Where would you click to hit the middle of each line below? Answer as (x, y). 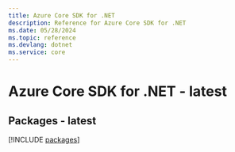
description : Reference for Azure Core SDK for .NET (97, 23)
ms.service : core (37, 52)
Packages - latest (52, 121)
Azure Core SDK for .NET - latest (118, 91)
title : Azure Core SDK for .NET (62, 15)
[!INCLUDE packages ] (44, 140)
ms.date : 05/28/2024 (42, 30)
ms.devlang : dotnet (40, 45)
